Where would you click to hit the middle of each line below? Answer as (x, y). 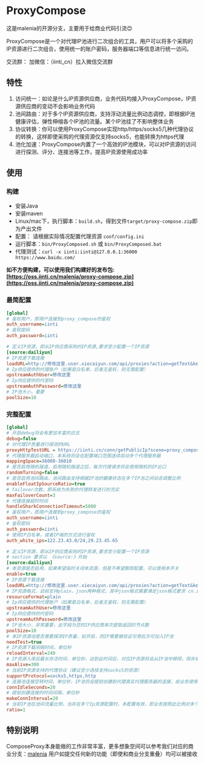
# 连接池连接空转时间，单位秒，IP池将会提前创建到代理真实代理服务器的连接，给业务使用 (102, 681)
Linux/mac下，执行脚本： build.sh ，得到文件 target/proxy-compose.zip (104, 221)
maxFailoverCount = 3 (31, 495)
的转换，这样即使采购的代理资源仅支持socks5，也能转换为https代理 (100, 136)
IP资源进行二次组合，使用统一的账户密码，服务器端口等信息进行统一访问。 (99, 49)
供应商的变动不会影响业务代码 (58, 106)
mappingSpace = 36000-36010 (39, 461)
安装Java (26, 206)
